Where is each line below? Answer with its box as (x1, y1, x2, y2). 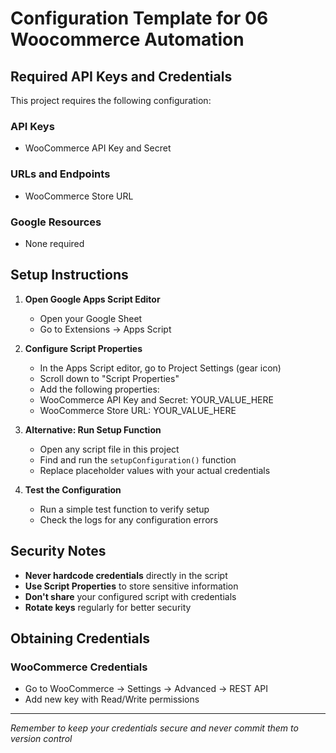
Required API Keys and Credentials (10, 68, 233, 85)
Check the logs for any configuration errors (39, 513, 219, 526)
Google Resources (10, 215, 102, 229)
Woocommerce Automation (10, 28, 245, 51)
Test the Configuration (24, 483, 122, 496)
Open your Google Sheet (39, 312, 143, 324)
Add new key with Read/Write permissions (24, 693, 200, 706)
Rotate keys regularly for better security (24, 601, 192, 613)
